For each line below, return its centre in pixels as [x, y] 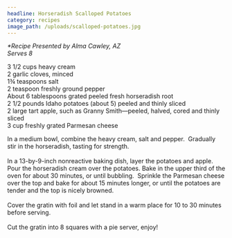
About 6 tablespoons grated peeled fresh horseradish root [90, 96]
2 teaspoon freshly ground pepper [56, 89]
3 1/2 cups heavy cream [42, 67]
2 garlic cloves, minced [41, 74]
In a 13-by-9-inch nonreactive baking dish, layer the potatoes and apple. [110, 161]
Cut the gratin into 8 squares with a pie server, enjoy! [83, 227]
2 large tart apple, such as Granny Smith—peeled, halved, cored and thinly [114, 111]
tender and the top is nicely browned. [61, 190]
